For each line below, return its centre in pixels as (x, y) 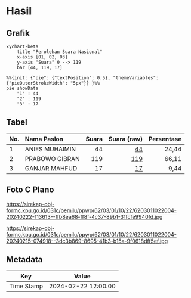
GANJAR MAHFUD (51, 168)
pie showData (22, 88)
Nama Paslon (44, 139)
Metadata (24, 260)
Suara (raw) (126, 139)
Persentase (165, 139)
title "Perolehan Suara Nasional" (60, 52)
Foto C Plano (30, 190)
